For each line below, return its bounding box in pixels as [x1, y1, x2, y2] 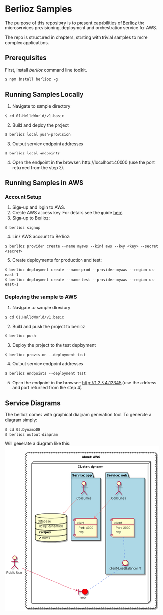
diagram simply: [5, 417, 38, 423]
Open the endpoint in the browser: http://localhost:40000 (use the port [12, 159, 155, 165]
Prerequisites [5, 54, 47, 62]
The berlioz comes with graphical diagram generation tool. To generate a [5, 412, 152, 418]
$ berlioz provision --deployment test [5, 352, 86, 357]
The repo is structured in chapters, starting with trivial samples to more [5, 34, 148, 40]
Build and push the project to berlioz [12, 323, 85, 329]
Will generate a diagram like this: [5, 440, 71, 447]
